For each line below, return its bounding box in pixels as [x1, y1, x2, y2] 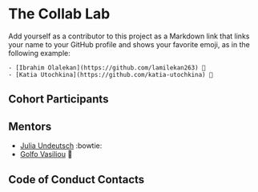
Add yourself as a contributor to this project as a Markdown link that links [8, 31, 250, 41]
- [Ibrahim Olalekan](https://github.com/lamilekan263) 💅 [8, 63, 206, 72]
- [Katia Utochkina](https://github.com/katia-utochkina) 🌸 [8, 70, 214, 78]
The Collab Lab [8, 5, 111, 23]
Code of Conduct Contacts [8, 173, 145, 186]
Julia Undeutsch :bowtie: [19, 141, 103, 150]
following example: [8, 48, 71, 58]
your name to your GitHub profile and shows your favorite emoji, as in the [8, 39, 250, 49]
